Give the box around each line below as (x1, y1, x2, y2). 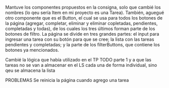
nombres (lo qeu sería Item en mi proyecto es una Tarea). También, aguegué (5, 10, 164, 16)
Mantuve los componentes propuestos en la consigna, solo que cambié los (5, 5, 161, 10)
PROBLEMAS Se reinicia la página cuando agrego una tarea (5, 77, 129, 83)
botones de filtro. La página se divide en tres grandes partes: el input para (5, 31, 159, 37)
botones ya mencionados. (5, 47, 60, 53)
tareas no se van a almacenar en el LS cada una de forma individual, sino (5, 62, 157, 68)
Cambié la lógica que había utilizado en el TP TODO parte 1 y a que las (5, 57, 151, 62)
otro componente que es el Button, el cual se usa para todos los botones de (5, 15, 163, 21)
